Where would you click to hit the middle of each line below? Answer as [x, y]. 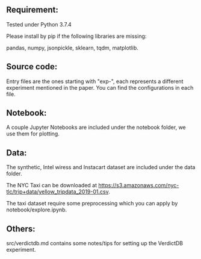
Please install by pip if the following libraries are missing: [76, 36]
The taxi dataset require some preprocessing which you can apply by [92, 204]
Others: [21, 229]
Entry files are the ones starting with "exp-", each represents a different [95, 81]
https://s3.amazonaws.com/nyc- [139, 186]
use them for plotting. [33, 134]
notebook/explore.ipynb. [37, 210]
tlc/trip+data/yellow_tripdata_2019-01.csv [57, 192]
